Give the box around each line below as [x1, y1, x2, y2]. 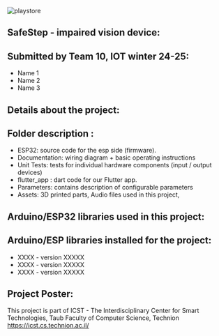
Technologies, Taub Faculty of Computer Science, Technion [7, 314, 180, 322]
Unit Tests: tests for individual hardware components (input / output [17, 161, 212, 169]
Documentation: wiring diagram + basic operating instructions [17, 153, 196, 162]
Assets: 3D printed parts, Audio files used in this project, [17, 190, 180, 199]
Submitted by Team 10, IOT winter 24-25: [7, 50, 190, 62]
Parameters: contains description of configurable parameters [17, 183, 193, 192]
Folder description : [7, 128, 94, 139]
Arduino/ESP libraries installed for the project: [7, 234, 212, 247]
